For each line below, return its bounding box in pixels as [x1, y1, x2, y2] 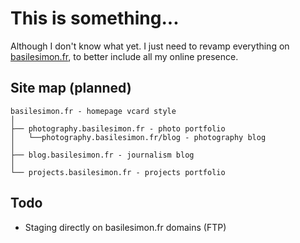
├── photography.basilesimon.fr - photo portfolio [10, 123, 226, 134]
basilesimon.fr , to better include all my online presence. [10, 50, 239, 62]
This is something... [10, 7, 180, 30]
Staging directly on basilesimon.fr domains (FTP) [24, 221, 227, 233]
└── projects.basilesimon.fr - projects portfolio [10, 167, 226, 177]
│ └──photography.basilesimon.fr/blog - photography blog [10, 132, 267, 142]
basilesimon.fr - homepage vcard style [10, 106, 177, 116]
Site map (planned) [10, 80, 132, 97]
